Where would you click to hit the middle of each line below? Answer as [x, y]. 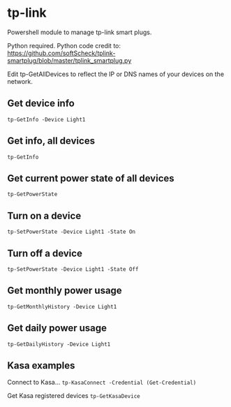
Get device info [41, 104]
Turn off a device [45, 253]
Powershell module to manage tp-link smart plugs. [80, 32]
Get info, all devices [51, 141]
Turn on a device [44, 215]
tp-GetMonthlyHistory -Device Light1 [62, 306]
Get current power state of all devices [91, 178]
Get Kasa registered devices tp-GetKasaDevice [74, 396]
